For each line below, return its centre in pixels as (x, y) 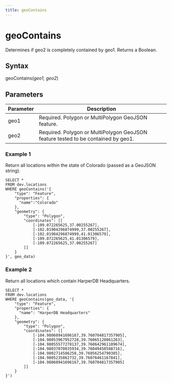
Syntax (17, 66)
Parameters (24, 94)
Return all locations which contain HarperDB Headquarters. (68, 281)
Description (101, 109)
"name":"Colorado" (38, 203)
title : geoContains (26, 10)
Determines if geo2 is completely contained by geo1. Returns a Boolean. (81, 50)
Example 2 (19, 269)
